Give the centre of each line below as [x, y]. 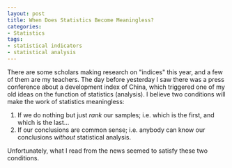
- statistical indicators [45, 46]
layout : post [26, 14]
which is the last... [43, 122]
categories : [24, 26]
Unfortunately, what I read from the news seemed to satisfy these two [107, 151]
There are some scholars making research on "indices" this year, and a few [115, 72]
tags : [15, 40]
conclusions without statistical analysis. [74, 137]
